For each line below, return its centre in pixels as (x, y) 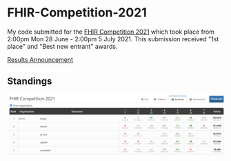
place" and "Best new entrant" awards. (62, 46)
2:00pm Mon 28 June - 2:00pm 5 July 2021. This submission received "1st (113, 39)
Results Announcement (40, 59)
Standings (30, 82)
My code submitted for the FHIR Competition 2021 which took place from (111, 32)
